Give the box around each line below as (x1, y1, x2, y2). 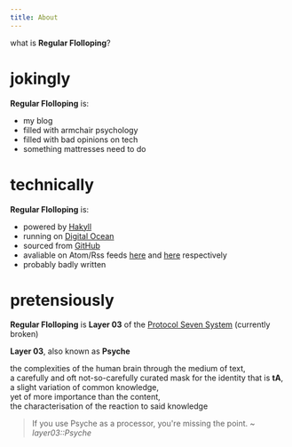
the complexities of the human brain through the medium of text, (10, 363, 247, 374)
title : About (10, 12, 59, 22)
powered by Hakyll (22, 221, 92, 232)
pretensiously (10, 290, 114, 310)
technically (10, 174, 94, 195)
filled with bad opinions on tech (22, 134, 138, 145)
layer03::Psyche (31, 427, 92, 438)
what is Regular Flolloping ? (10, 37, 111, 48)
